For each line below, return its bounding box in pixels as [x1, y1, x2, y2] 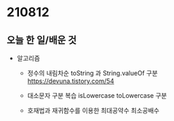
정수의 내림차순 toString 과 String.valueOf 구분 [27, 69, 158, 77]
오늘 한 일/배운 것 [6, 34, 77, 46]
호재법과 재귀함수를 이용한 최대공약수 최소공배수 [27, 106, 160, 115]
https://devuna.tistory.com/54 [27, 77, 114, 85]
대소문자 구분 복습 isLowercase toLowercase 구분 [27, 91, 167, 99]
